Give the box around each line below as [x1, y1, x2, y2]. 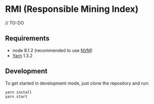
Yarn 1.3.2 [12, 52, 33, 58]
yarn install [5, 90, 32, 95]
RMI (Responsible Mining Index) [5, 3, 139, 15]
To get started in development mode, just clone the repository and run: [5, 80, 150, 86]
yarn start [5, 94, 28, 99]
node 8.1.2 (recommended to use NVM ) [12, 47, 93, 53]
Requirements [5, 34, 50, 43]
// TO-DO [5, 20, 24, 26]
